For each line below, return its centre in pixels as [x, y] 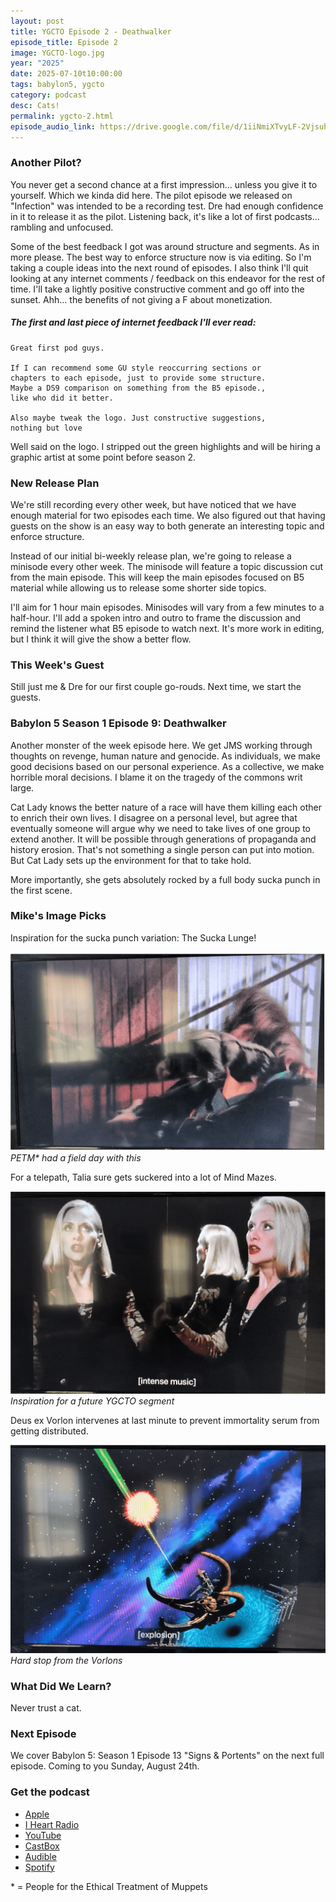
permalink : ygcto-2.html [62, 116]
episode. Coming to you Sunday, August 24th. [105, 1766]
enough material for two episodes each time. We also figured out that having [168, 515]
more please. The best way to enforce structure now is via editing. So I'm [161, 257]
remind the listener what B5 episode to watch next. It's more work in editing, [167, 628]
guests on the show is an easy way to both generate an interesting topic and [167, 526]
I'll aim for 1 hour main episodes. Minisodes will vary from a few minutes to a [167, 607]
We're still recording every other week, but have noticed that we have [153, 504]
